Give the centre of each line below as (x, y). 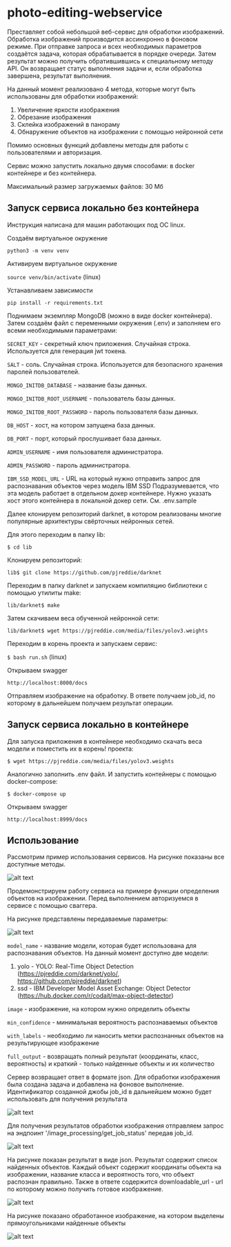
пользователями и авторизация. (54, 152)
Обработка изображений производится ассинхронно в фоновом (102, 39)
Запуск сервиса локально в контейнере (98, 725)
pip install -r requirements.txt (55, 303)
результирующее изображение (53, 1043)
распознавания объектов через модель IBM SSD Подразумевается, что (113, 486)
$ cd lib (20, 547)
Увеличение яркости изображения (68, 110)
